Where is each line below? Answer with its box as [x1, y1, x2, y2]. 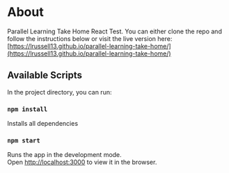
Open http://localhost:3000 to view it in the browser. [7, 158, 157, 167]
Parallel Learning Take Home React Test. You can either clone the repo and [7, 27, 223, 35]
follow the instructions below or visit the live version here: [7, 34, 173, 42]
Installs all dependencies [7, 120, 79, 128]
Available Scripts [7, 69, 82, 81]
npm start [7, 136, 40, 145]
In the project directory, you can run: [7, 88, 112, 96]
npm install [7, 105, 48, 113]
